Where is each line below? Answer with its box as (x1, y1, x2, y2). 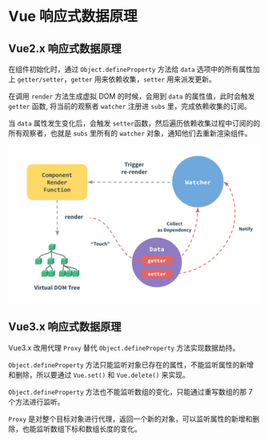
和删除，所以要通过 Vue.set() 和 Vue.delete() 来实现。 (8, 370, 190, 379)
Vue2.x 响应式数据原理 (8, 42, 122, 55)
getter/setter (17, 76, 65, 84)
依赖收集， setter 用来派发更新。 (107, 74, 216, 84)
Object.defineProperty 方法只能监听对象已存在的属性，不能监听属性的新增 (8, 359, 254, 369)
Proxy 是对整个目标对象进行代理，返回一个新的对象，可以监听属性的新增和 (8, 414, 253, 423)
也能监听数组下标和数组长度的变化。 (22, 423, 142, 433)
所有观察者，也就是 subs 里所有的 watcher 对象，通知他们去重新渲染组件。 (8, 129, 252, 138)
